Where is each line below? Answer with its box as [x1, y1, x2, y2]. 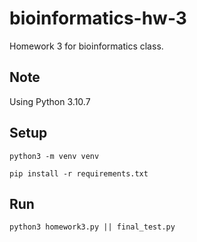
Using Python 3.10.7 [9, 95, 91, 107]
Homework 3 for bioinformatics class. [9, 40, 164, 52]
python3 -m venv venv [9, 151, 100, 161]
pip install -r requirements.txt [9, 168, 149, 179]
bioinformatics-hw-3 [9, 7, 187, 30]
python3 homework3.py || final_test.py [9, 222, 176, 232]
